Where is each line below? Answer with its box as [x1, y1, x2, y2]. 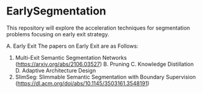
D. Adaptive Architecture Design [15, 66, 96, 74]
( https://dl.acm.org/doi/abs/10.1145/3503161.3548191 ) [15, 80, 150, 87]
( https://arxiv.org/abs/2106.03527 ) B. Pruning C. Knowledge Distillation [15, 60, 194, 68]
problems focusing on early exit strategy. [6, 30, 110, 37]
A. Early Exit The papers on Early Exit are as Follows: [6, 42, 139, 50]
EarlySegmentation [6, 4, 107, 18]
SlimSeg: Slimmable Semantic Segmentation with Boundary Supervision [15, 73, 197, 80]
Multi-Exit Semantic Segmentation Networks [15, 54, 127, 61]
